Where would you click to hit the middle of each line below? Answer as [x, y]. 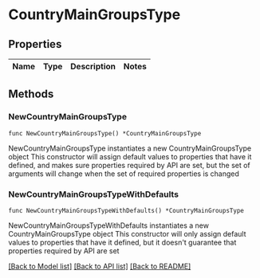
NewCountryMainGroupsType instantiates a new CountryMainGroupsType [130, 148]
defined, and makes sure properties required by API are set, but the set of [130, 165]
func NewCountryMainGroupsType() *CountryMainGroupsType [105, 133]
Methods [31, 94]
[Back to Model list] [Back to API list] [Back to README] [100, 266]
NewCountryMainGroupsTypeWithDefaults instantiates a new [109, 225]
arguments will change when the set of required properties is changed [124, 174]
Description [93, 67]
